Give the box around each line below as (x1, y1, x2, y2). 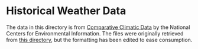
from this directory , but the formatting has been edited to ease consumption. (6, 36, 193, 43)
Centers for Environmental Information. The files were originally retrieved (6, 30, 184, 37)
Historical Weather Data (6, 4, 126, 18)
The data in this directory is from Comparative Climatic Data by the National (6, 24, 190, 31)
